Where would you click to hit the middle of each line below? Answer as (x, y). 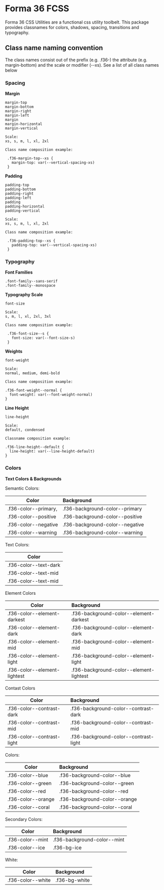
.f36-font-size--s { (28, 334)
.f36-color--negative (33, 524)
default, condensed (25, 430)
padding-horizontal (25, 206)
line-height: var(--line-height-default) (52, 452)
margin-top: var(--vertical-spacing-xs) (53, 163)
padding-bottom (20, 189)
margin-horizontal (24, 124)
